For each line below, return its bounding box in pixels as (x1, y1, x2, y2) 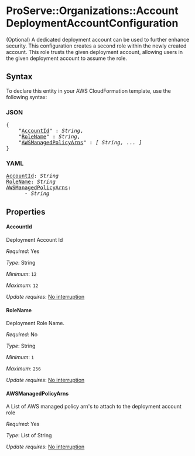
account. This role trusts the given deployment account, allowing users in (6, 48, 183, 55)
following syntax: (6, 93, 47, 100)
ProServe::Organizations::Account (6, 4, 179, 18)
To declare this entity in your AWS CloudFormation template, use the (6, 87, 171, 94)
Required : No (6, 331, 38, 338)
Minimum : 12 (6, 270, 37, 277)
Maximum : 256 (6, 365, 41, 372)
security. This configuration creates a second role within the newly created (6, 42, 187, 49)
